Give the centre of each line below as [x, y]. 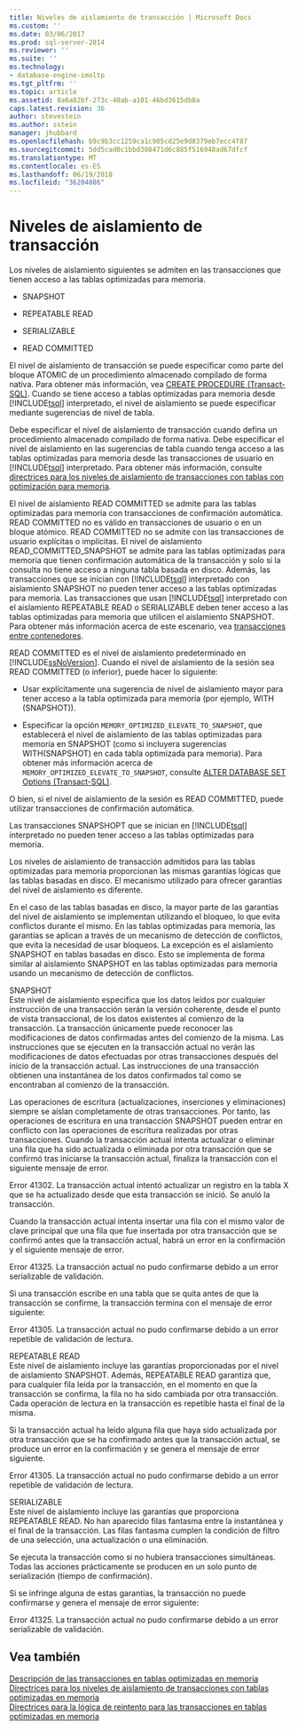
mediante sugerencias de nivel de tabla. [82, 413]
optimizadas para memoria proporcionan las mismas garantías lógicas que [145, 871]
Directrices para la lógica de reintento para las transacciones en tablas [138, 1707]
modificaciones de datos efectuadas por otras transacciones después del [144, 1057]
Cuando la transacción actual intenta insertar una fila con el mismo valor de [147, 1221]
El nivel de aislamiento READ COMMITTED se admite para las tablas [133, 504]
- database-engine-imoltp [57, 75]
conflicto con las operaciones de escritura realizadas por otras [124, 1131]
